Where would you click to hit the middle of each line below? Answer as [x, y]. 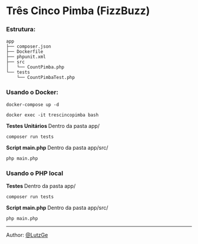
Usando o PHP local [35, 173]
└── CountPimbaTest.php [46, 78]
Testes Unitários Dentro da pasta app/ [53, 126]
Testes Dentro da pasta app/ [41, 186]
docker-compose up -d [33, 104]
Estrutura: [21, 29]
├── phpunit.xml [26, 57]
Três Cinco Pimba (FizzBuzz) [78, 11]
